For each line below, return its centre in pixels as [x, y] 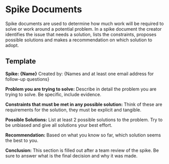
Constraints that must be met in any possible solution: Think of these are [84, 104]
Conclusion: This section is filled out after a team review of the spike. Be [82, 150]
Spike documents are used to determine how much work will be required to [84, 24]
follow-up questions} [27, 79]
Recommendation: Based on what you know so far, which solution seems [83, 135]
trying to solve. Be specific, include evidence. [53, 94]
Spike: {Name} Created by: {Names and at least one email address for [80, 74]
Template [21, 62]
